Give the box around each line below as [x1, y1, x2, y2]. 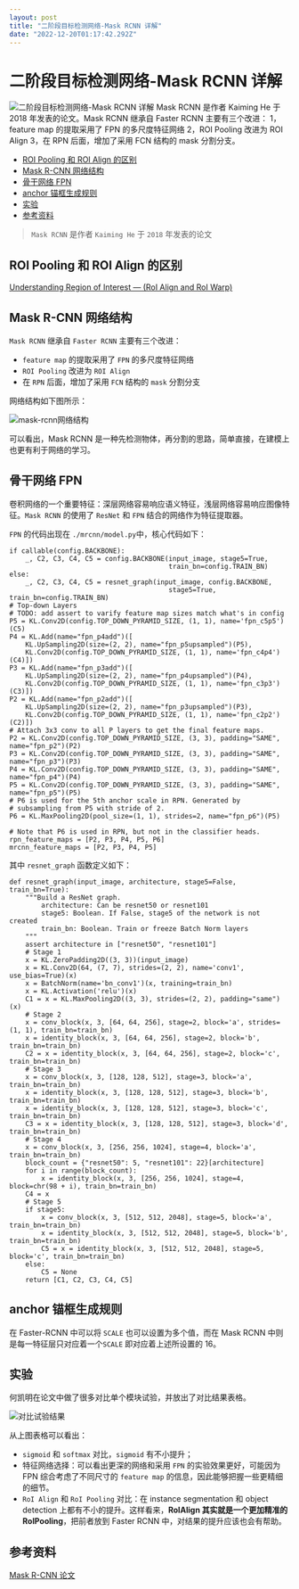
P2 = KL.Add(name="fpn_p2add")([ [9, 695, 133, 704]
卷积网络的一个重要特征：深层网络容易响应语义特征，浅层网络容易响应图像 [9, 498, 282, 509]
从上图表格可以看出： [9, 1430, 87, 1441]
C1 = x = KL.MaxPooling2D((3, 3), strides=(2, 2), [25, 994, 217, 1003]
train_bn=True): [9, 885, 69, 894]
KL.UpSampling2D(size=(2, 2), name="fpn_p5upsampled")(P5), [25, 639, 253, 649]
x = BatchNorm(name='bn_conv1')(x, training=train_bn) [25, 978, 233, 988]
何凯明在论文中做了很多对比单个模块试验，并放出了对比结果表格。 [9, 1392, 251, 1403]
